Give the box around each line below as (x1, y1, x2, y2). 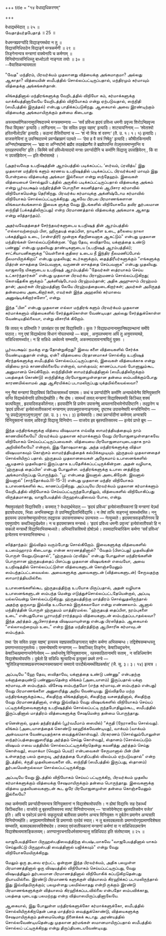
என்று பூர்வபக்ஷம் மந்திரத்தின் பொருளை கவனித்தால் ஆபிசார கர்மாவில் (5, 185, 140, 190)
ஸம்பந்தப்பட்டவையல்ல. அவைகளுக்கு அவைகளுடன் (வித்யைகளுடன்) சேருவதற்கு (5, 570, 159, 575)
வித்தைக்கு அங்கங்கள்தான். (5, 83, 57, 88)
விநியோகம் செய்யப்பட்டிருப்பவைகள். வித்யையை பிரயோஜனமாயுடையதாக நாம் (5, 439, 151, 444)
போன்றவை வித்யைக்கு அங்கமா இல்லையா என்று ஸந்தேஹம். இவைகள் (5, 173, 138, 179)
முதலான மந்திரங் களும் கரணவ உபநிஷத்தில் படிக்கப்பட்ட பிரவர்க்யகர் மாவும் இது (5, 168, 158, 174)
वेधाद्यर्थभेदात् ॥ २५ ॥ (5, 24, 40, 30)
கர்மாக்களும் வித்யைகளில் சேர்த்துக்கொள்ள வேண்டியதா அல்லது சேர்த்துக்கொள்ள (5, 310, 161, 316)
